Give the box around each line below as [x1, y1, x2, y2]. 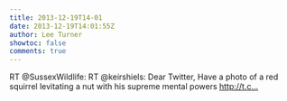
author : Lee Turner [9, 30, 83, 39]
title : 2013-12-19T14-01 [9, 13, 103, 23]
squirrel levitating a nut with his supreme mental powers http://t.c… [9, 81, 259, 92]
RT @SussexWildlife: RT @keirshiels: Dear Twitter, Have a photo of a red [9, 71, 279, 82]
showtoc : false [9, 38, 67, 48]
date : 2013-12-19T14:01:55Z [9, 22, 116, 31]
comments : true [9, 47, 67, 56]
